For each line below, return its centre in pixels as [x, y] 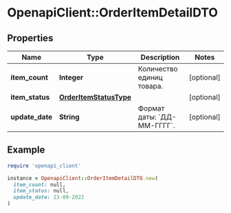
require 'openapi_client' [44, 166]
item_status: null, [41, 191]
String [69, 117]
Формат [151, 108]
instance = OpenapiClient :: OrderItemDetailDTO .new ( [82, 178]
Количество [158, 69]
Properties [30, 38]
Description [160, 57]
